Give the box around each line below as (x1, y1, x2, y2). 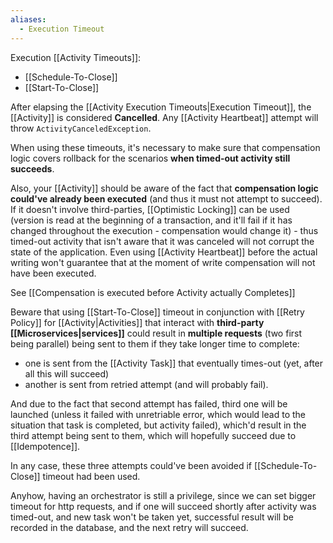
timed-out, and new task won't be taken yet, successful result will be (10, 511, 294, 523)
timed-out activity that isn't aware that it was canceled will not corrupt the (10, 235, 315, 247)
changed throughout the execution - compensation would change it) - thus (10, 224, 319, 236)
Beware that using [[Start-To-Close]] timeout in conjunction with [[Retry (10, 306, 305, 318)
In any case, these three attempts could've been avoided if (10, 459, 253, 471)
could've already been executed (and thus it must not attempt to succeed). (10, 192, 323, 205)
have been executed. (10, 267, 97, 279)
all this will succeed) (24, 367, 110, 380)
